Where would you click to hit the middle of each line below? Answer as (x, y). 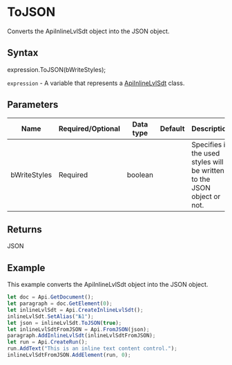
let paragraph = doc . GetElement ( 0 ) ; (60, 304)
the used (206, 153)
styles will (207, 162)
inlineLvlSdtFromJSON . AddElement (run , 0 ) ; (69, 355)
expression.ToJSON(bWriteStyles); (56, 69)
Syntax (23, 53)
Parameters (33, 105)
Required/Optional (89, 129)
